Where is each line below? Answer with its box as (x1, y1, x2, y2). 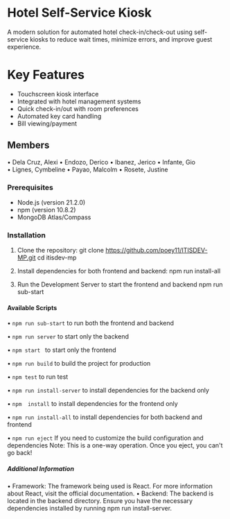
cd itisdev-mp (37, 253, 77, 262)
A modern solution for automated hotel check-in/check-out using (7, 28, 193, 36)
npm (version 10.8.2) (17, 205, 76, 214)
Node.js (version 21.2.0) (17, 198, 86, 206)
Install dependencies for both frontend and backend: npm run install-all (17, 267, 221, 275)
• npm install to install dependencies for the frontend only (7, 400, 178, 408)
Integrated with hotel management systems (17, 97, 141, 105)
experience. (7, 42, 42, 51)
